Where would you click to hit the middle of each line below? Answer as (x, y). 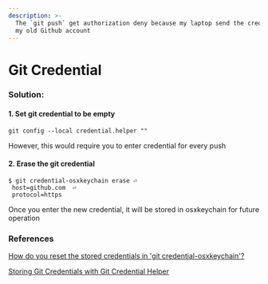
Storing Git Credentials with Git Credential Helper (89, 271)
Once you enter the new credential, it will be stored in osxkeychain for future (134, 209)
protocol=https (37, 195)
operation (24, 218)
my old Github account (53, 30)
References (31, 239)
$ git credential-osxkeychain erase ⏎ (73, 180)
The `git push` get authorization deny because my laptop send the (130, 23)
